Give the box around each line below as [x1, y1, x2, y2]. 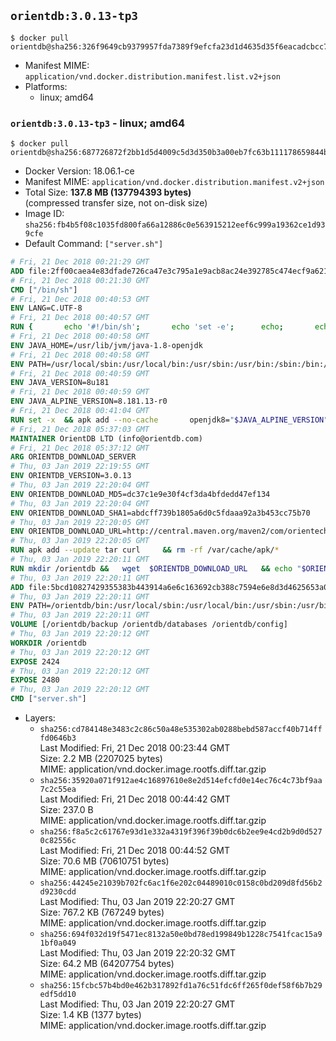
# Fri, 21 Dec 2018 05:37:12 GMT [10, 443, 150, 453]
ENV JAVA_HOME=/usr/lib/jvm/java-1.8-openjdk [10, 340, 203, 350]
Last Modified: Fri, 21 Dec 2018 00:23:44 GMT [39, 742, 231, 754]
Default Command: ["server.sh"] [24, 238, 164, 250]
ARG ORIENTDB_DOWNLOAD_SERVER [10, 452, 137, 462]
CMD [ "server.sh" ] [10, 694, 87, 704]
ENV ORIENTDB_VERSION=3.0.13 [10, 471, 132, 481]
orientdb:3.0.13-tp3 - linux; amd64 [10, 116, 186, 130]
